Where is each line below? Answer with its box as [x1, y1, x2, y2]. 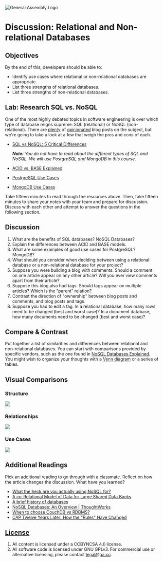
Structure [5, 390, 28, 397]
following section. [5, 209, 40, 215]
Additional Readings [5, 461, 68, 469]
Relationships [5, 413, 38, 420]
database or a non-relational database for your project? [12, 262, 124, 268]
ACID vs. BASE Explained [12, 165, 63, 171]
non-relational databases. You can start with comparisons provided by [5, 346, 146, 352]
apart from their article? [12, 278, 60, 283]
